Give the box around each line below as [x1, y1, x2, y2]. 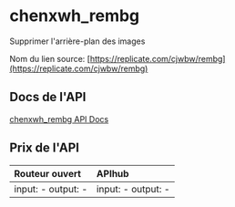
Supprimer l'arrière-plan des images [9, 36, 146, 47]
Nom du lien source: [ [9, 53, 91, 64]
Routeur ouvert [14, 167, 82, 180]
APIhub [96, 167, 129, 180]
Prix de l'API [9, 140, 80, 156]
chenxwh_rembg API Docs [9, 113, 109, 124]
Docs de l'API [9, 89, 87, 105]
